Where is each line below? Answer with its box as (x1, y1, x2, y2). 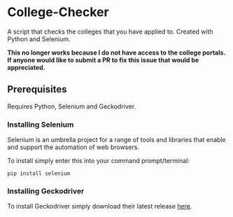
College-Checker (7, 4, 110, 20)
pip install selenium (7, 170, 71, 177)
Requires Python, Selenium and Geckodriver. (7, 102, 136, 111)
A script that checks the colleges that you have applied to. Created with (7, 27, 213, 36)
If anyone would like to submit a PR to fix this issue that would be (7, 55, 199, 64)
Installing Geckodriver (7, 186, 85, 196)
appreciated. (7, 63, 45, 71)
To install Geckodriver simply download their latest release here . (7, 202, 192, 211)
